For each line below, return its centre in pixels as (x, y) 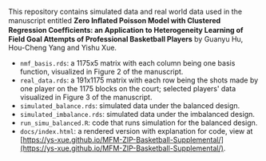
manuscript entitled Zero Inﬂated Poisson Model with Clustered (115, 20)
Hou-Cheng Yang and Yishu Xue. (63, 48)
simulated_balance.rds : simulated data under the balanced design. (130, 106)
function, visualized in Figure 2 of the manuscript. (101, 72)
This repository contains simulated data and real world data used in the (125, 12)
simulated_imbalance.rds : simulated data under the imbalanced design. (137, 114)
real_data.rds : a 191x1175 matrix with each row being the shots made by (139, 80)
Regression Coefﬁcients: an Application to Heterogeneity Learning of (126, 30)
